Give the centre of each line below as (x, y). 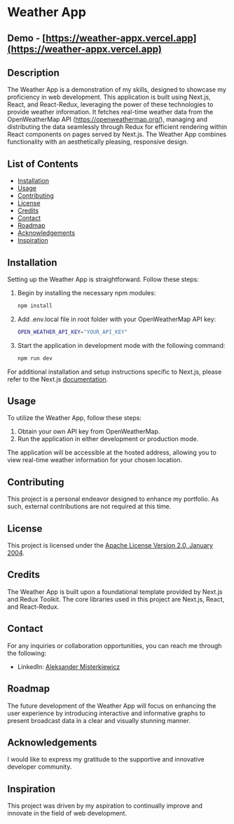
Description (33, 73)
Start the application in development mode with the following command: (121, 345)
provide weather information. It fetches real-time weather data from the (110, 112)
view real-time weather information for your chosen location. (95, 460)
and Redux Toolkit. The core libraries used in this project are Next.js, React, (116, 599)
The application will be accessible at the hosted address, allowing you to (112, 452)
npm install (35, 306)
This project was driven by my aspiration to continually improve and (105, 806)
